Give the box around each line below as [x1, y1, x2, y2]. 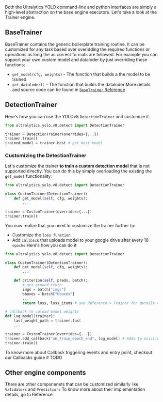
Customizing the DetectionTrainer [5, 152, 86, 159]
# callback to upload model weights [5, 309, 79, 314]
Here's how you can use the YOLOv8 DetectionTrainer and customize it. [5, 113, 150, 119]
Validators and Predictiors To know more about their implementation [5, 387, 146, 392]
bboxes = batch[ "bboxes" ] [22, 292, 75, 296]
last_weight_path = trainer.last [14, 318, 81, 324]
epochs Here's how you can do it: [12, 242, 78, 248]
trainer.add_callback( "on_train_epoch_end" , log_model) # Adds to [5, 336, 142, 341]
